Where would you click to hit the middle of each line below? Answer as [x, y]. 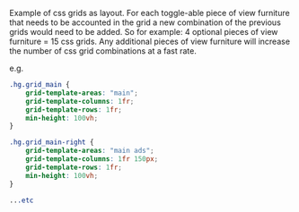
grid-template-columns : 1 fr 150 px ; [92, 159]
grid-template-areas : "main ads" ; [90, 151]
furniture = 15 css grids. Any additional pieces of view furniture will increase [149, 41]
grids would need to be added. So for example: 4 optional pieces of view [144, 32]
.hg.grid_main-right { [52, 142]
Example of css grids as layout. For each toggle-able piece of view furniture [149, 13]
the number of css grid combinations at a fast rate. [103, 51]
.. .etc [22, 200]
